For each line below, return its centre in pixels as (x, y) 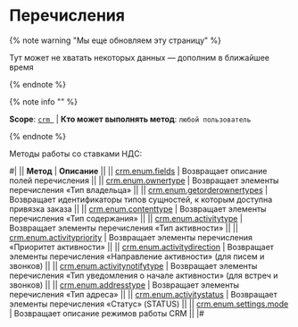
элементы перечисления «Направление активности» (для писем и (137, 256)
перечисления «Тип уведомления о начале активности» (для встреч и (144, 275)
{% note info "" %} (44, 101)
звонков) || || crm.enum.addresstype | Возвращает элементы (124, 285)
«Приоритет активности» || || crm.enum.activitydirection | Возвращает (142, 247)
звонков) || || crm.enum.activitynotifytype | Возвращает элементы (133, 265)
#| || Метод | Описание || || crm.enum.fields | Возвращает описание (138, 171)
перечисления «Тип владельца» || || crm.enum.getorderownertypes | (139, 189)
